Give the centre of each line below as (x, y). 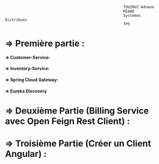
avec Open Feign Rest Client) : (68, 121)
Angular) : (26, 154)
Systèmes (132, 16)
